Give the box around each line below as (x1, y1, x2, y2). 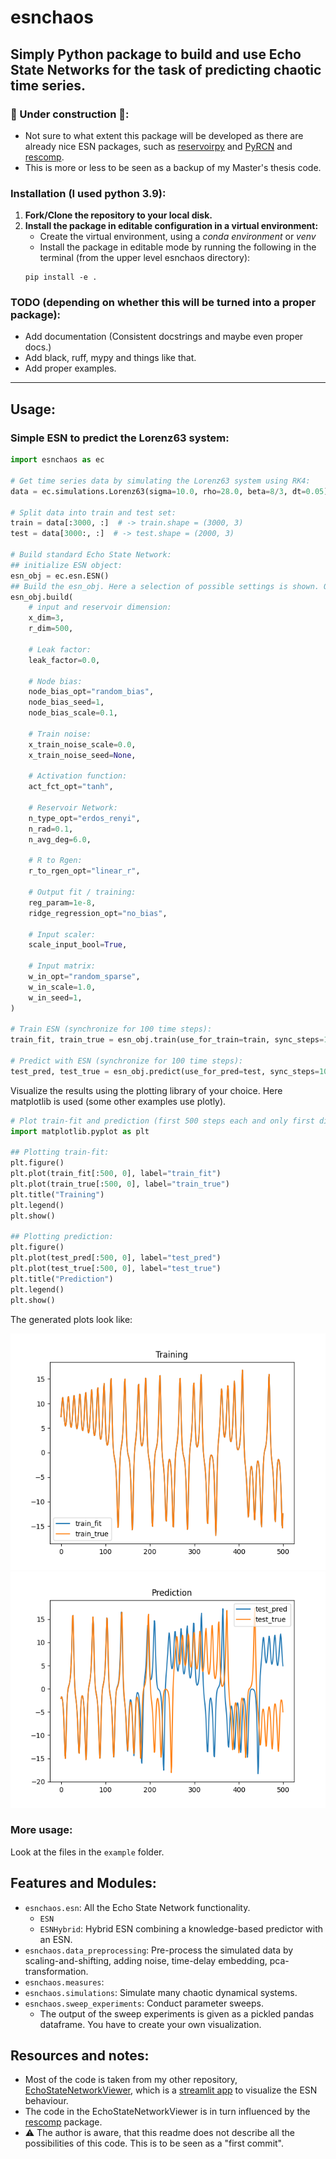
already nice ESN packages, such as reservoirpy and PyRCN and (24, 140, 293, 152)
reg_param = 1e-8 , (28, 897, 97, 908)
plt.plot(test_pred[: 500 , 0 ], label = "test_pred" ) (10, 1253, 222, 1263)
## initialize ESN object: (10, 560, 123, 570)
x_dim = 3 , (28, 613, 65, 623)
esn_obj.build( (10, 592, 74, 602)
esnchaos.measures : (24, 1976, 105, 1988)
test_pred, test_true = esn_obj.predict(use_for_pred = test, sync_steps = (10, 1066, 320, 1076)
